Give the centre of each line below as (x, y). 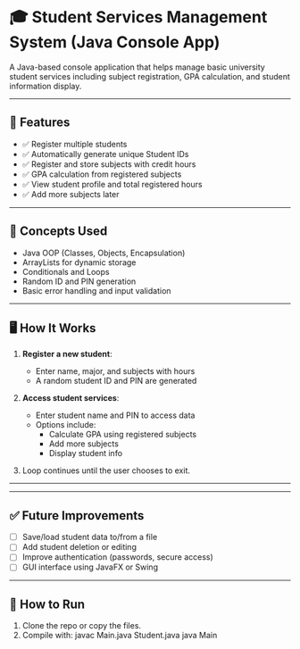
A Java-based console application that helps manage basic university (137, 67)
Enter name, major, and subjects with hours (115, 371)
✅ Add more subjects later (71, 194)
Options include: (66, 425)
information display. (46, 86)
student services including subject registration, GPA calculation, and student (150, 76)
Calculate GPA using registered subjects (123, 435)
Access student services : (71, 398)
